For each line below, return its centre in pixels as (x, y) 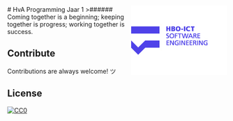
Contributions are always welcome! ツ (62, 71)
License (25, 94)
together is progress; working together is (66, 24)
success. (20, 32)
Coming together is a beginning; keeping (66, 17)
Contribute (31, 54)
